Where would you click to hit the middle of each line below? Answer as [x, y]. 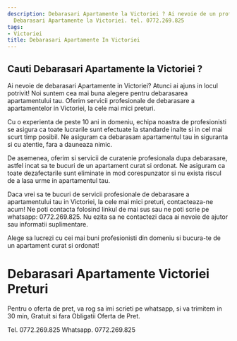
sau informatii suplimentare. [48, 224]
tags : [15, 27]
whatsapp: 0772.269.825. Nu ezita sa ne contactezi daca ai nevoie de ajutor [118, 217]
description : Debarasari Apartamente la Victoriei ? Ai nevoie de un [112, 14]
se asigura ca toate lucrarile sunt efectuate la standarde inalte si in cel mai [115, 129]
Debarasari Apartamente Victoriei [109, 274]
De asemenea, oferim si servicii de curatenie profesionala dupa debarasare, [117, 158]
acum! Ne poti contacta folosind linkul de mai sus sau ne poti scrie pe [108, 209]
